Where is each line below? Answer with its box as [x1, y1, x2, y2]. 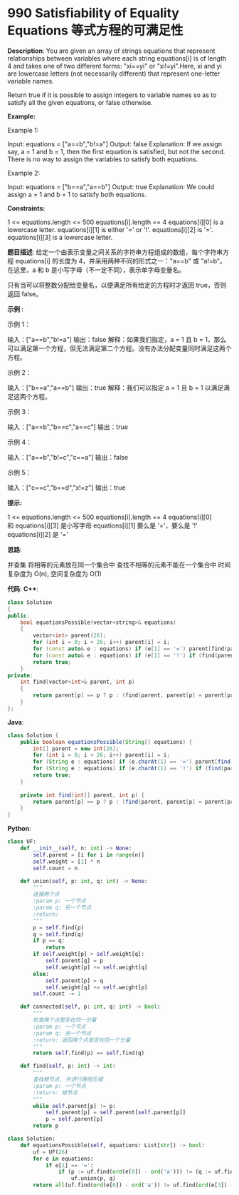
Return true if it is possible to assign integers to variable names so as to [7, 91, 217, 99]
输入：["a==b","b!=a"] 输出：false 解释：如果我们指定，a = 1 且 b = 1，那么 [7, 335, 227, 343]
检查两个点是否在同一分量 [33, 1017, 97, 1024]
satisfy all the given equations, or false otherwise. [7, 98, 153, 106]
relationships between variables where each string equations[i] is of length [7, 54, 226, 62]
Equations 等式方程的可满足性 [7, 23, 184, 39]
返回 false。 [7, 289, 43, 298]
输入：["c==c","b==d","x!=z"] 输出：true [7, 483, 126, 492]
